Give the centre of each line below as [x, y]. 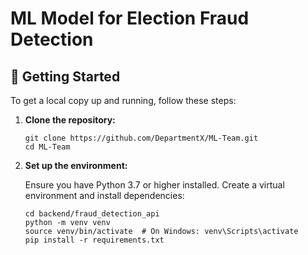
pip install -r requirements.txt [94, 240]
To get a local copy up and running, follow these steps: [123, 100]
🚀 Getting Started [65, 76]
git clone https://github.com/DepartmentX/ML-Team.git [141, 138]
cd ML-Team [47, 147]
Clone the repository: [70, 120]
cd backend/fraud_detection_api [92, 214]
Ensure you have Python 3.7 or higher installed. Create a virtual [154, 185]
